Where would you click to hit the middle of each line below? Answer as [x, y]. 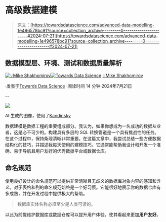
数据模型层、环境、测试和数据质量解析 [63, 63]
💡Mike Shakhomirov [123, 75]
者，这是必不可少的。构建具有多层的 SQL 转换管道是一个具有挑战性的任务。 [82, 132]
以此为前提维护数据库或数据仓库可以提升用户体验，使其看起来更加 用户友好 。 [83, 215]
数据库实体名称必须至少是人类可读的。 [56, 204]
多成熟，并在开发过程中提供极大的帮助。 [46, 193]
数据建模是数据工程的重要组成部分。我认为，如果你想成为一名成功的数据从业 [83, 126]
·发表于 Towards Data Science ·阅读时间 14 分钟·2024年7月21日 [69, 86]
